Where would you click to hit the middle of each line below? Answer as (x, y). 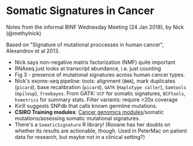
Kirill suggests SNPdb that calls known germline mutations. (86, 106)
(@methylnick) (24, 33)
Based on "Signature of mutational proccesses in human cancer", (85, 45)
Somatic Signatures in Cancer (80, 11)
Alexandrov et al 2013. (33, 50)
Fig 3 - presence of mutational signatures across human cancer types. (100, 74)
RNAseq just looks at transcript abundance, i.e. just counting (88, 68)
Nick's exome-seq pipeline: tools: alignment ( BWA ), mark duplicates (95, 81)
